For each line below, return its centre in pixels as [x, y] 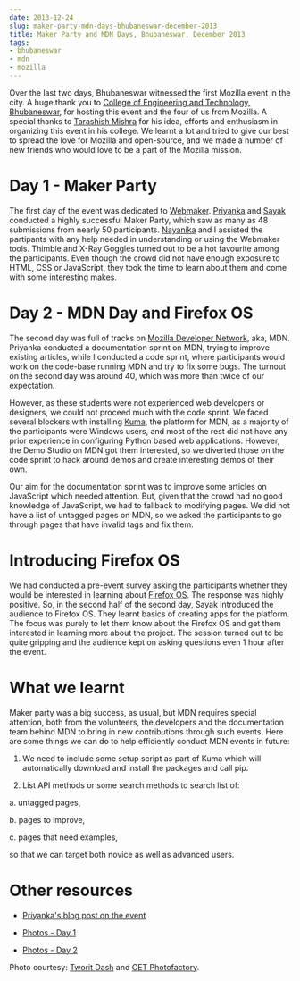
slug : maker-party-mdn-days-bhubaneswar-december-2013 [113, 26]
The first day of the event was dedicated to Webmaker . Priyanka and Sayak [147, 210]
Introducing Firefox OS [95, 560]
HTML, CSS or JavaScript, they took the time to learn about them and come [148, 267]
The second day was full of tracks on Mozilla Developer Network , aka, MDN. [150, 338]
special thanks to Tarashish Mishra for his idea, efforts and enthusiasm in [144, 121]
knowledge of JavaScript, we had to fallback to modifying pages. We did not [150, 505]
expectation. [32, 385]
